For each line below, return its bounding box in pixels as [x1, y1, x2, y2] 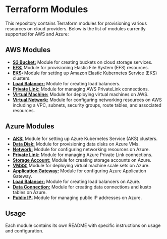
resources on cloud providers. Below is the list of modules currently [5, 25, 146, 31]
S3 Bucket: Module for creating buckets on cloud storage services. [12, 59, 153, 65]
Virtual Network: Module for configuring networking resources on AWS [12, 97, 162, 103]
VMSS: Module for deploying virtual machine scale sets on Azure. [12, 162, 150, 168]
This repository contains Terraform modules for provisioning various [5, 20, 147, 26]
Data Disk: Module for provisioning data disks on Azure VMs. [12, 140, 140, 147]
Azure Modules [5, 122, 54, 131]
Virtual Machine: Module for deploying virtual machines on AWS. [12, 91, 149, 97]
